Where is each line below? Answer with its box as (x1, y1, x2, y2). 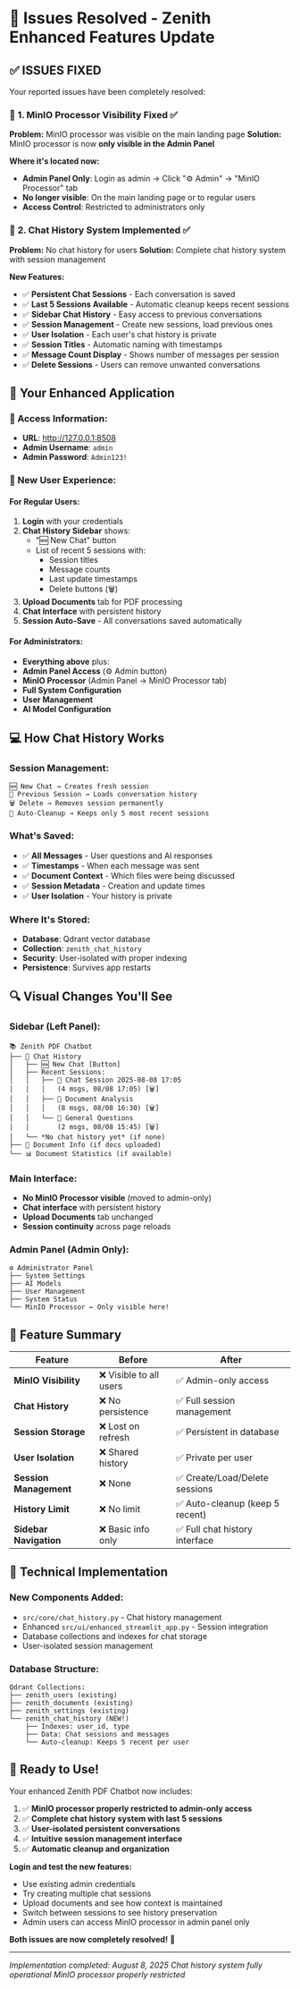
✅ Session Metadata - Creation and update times (21, 880, 205, 891)
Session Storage (13, 1425, 86, 1438)
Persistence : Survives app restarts (21, 962, 152, 973)
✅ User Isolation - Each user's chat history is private (21, 328, 217, 339)
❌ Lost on (99, 1420, 140, 1432)
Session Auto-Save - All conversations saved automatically (21, 616, 243, 626)
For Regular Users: (9, 496, 80, 506)
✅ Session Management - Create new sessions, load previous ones (21, 319, 274, 329)
